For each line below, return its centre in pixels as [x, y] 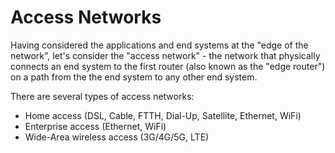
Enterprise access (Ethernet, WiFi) [95, 126]
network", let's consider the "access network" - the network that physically [165, 55]
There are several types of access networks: [102, 96]
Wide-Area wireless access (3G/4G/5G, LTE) [117, 137]
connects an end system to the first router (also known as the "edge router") [168, 66]
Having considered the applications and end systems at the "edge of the [159, 45]
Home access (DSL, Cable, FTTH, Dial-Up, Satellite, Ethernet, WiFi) [163, 115]
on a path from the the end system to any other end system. [134, 77]
